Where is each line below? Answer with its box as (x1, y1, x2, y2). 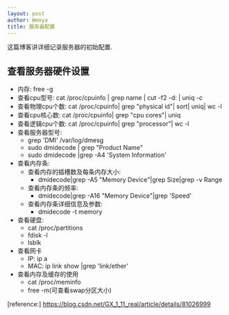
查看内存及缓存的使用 (17, 270, 78, 278)
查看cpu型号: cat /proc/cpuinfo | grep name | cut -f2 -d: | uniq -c (17, 94, 203, 102)
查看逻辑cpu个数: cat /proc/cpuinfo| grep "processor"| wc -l (17, 119, 189, 128)
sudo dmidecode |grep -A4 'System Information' (27, 151, 167, 160)
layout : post (7, 10, 45, 17)
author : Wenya (7, 17, 49, 24)
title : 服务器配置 (7, 23, 56, 30)
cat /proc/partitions (27, 223, 83, 232)
